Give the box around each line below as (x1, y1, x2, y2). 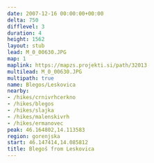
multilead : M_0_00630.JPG (7, 68, 82, 75)
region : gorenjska (7, 132, 60, 139)
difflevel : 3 (7, 23, 45, 30)
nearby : (7, 87, 30, 94)
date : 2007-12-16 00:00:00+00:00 (7, 10, 104, 17)
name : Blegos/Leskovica (7, 81, 76, 88)
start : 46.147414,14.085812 (7, 139, 89, 146)
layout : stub (7, 42, 45, 49)
